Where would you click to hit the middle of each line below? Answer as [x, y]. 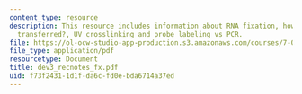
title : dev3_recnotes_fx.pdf [64, 68]
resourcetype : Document [54, 59]
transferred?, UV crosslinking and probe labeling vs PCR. [130, 34]
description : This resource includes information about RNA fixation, [144, 26]
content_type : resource [54, 17]
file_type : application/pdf [62, 51]
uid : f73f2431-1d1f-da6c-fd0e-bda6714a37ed [92, 76]
